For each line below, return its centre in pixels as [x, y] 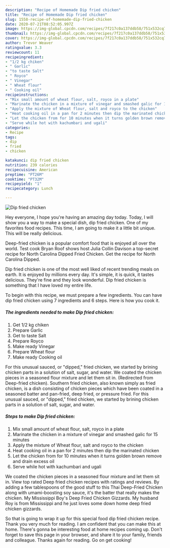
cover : [12, 38]
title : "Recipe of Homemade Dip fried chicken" [56, 15]
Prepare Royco [28, 341]
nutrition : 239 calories [31, 165]
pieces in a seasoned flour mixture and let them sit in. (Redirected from [79, 377]
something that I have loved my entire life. [49, 285]
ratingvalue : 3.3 [24, 48]
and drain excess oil [33, 461]
